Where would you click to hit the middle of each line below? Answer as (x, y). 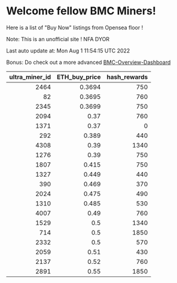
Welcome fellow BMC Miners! (81, 11)
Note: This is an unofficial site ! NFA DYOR (58, 39)
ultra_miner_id (30, 77)
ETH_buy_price (79, 77)
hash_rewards (127, 77)
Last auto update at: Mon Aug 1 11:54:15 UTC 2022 (68, 50)
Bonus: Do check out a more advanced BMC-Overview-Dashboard (89, 62)
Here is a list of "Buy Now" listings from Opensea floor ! (75, 27)
